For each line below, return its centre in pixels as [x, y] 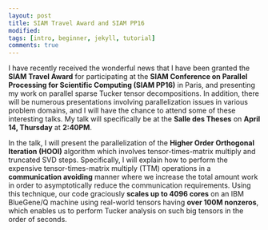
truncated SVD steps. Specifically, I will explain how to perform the [118, 160]
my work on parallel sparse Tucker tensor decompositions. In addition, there [134, 93]
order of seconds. [38, 220]
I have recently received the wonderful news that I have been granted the [129, 68]
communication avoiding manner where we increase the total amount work [133, 177]
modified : [25, 30]
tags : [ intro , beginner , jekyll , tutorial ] [82, 38]
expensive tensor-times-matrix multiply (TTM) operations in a [110, 169]
